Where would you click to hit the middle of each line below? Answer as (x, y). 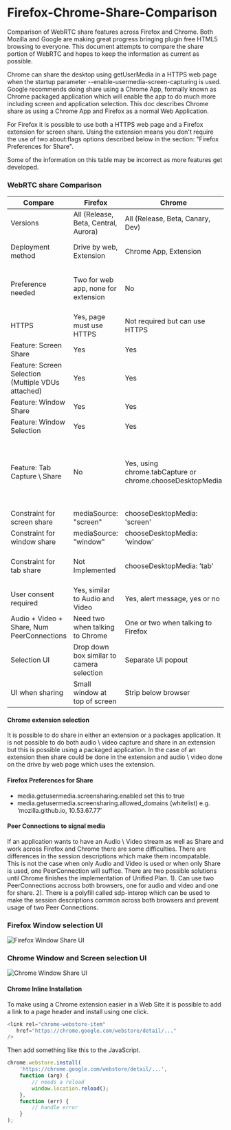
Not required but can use (165, 321)
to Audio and (94, 599)
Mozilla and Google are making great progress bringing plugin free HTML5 (112, 39)
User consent (32, 594)
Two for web (93, 280)
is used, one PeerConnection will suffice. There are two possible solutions (112, 871)
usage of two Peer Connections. (53, 907)
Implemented (95, 570)
